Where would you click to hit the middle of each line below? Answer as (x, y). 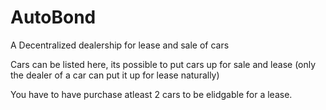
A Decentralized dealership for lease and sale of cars (120, 45)
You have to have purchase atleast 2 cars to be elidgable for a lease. (151, 94)
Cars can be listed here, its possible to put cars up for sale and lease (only (163, 64)
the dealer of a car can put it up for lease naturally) (115, 75)
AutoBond (53, 17)
